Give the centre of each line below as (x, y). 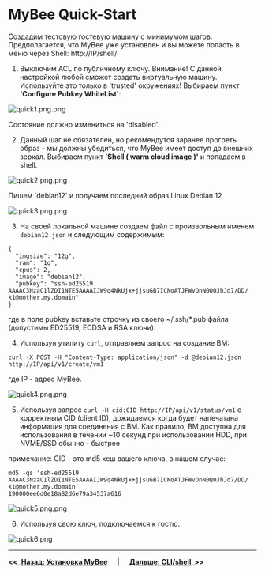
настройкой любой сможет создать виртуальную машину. (118, 77)
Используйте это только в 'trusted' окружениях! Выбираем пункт (129, 85)
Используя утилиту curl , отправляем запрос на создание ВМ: (125, 342)
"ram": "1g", (37, 262)
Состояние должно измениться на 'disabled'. (84, 124)
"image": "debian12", (51, 277)
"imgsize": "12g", (46, 256)
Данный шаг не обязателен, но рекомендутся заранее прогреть (128, 139)
